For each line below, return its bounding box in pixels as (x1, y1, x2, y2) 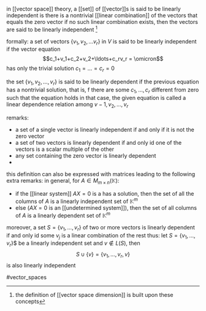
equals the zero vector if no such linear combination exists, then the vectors (6, 18, 198, 25)
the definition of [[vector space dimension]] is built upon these (15, 291, 174, 298)
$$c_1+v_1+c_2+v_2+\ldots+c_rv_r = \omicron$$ (42, 55, 164, 63)
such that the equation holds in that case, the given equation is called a (6, 94, 186, 101)
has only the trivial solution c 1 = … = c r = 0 (6, 64, 115, 74)
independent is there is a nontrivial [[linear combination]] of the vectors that (6, 12, 198, 19)
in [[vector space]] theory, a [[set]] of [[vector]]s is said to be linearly (6, 6, 181, 12)
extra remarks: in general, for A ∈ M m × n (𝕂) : (6, 177, 120, 186)
